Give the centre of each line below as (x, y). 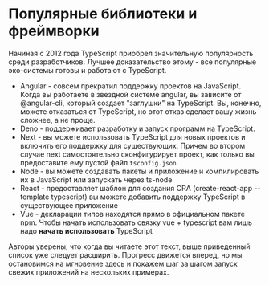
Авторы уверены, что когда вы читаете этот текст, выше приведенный (129, 246)
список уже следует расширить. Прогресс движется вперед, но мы (125, 254)
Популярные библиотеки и (103, 14)
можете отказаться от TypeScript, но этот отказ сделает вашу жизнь (138, 111)
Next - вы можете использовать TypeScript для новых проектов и (133, 136)
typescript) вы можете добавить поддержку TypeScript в (148, 197)
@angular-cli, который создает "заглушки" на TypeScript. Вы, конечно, (141, 103)
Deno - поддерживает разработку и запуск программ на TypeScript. (137, 128)
